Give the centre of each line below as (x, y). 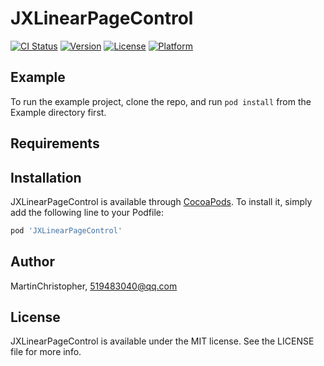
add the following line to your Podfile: (87, 212)
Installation (46, 177)
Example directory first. (58, 112)
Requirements (55, 143)
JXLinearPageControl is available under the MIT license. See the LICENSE (162, 341)
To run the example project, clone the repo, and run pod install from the (161, 101)
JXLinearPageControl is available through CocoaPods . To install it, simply (161, 201)
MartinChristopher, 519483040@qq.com (94, 286)
